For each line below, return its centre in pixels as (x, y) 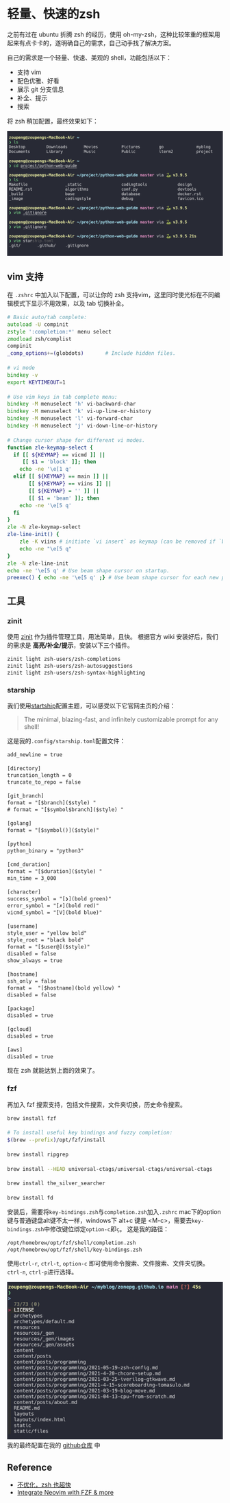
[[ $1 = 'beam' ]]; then (64, 498)
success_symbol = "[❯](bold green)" (59, 899)
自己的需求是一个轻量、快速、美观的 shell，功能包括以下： (90, 57)
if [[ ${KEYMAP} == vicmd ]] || (60, 455)
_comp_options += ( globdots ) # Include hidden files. (91, 353)
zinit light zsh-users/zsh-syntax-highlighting (76, 673)
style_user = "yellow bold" (47, 933)
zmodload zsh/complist (39, 339)
